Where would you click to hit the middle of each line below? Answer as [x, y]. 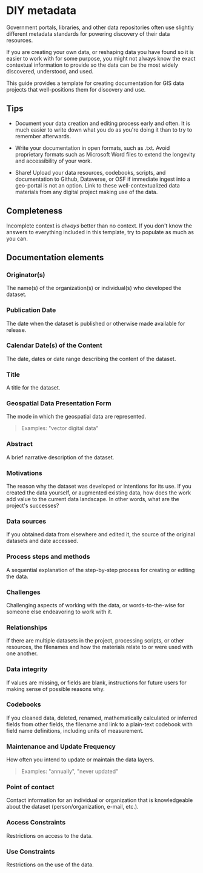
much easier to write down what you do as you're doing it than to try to [104, 130]
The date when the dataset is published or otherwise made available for [96, 323]
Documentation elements [55, 258]
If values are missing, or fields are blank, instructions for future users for [96, 683]
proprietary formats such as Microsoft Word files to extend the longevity [105, 154]
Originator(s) [26, 275]
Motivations [24, 473]
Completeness [35, 211]
